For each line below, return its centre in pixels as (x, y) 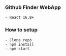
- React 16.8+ (20, 18)
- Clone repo (18, 40)
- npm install (20, 44)
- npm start (17, 49)
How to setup (21, 30)
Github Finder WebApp (33, 7)
